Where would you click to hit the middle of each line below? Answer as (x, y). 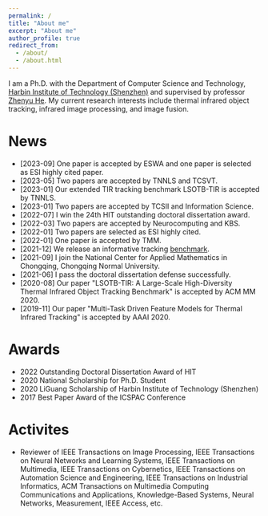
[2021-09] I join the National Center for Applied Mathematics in (124, 257)
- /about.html (39, 61)
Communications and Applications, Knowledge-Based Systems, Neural (137, 494)
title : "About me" (39, 23)
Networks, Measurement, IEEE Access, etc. (91, 503)
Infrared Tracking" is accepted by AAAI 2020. (95, 317)
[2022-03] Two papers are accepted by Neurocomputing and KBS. (130, 223)
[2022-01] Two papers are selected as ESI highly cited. (110, 232)
